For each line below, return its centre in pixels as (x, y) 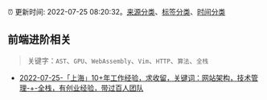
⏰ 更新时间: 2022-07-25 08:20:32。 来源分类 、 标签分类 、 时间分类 (117, 12)
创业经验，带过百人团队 (105, 88)
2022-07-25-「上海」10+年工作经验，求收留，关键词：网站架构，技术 (135, 77)
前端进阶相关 (39, 40)
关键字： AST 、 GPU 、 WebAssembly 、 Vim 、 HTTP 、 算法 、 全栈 (118, 60)
